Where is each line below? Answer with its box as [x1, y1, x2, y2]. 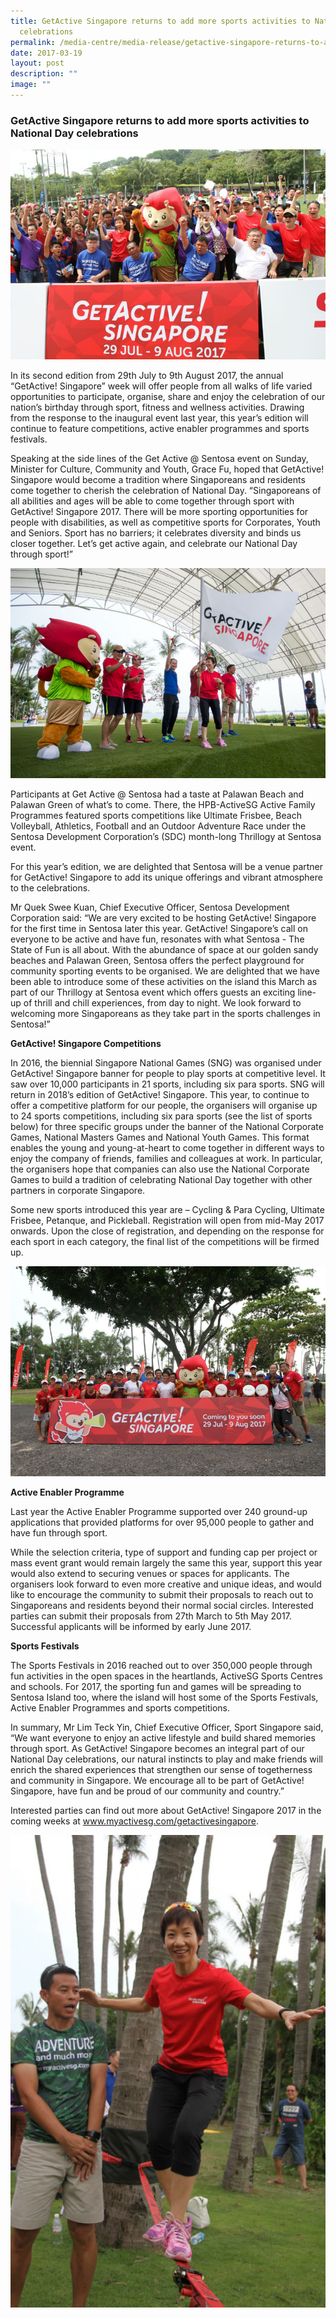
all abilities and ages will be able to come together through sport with [10, 495, 295, 507]
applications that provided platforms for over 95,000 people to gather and [10, 1516, 315, 1528]
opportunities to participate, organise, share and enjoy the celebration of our [10, 390, 326, 402]
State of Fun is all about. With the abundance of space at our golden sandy [10, 943, 319, 955]
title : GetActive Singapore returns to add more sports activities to [10, 16, 311, 26]
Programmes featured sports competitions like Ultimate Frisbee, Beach [10, 809, 302, 821]
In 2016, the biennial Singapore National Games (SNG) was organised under [10, 1056, 322, 1069]
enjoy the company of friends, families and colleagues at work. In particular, [10, 1152, 323, 1164]
